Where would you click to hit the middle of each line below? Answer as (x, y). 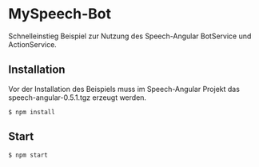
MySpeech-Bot (60, 14)
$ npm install (32, 112)
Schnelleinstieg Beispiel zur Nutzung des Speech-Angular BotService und (130, 36)
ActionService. (33, 44)
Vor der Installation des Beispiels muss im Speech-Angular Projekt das (124, 89)
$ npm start (28, 155)
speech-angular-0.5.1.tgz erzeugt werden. (77, 97)
